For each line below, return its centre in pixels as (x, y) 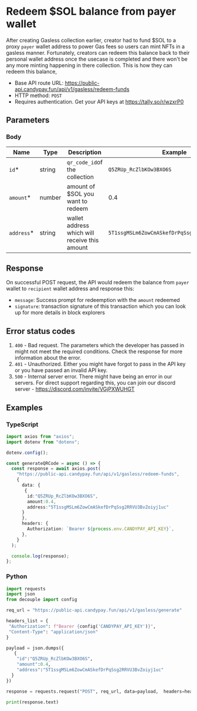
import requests (26, 589)
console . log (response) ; (40, 556)
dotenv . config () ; (27, 453)
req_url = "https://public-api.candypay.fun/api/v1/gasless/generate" (94, 610)
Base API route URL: (39, 83)
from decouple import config (42, 600)
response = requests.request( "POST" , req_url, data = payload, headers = (95, 691)
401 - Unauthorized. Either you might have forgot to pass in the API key (100, 364)
